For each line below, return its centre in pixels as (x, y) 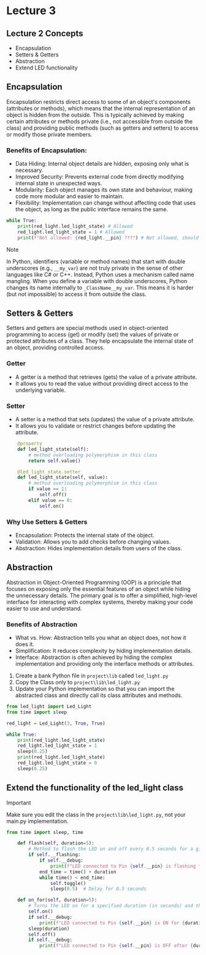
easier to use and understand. (44, 608)
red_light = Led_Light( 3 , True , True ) (56, 723)
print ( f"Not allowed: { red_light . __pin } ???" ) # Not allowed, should (108, 238)
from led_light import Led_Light (49, 707)
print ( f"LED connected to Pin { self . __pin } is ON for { (112, 923)
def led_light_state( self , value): (63, 477)
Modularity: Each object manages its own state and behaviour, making (104, 190)
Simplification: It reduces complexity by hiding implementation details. (104, 651)
